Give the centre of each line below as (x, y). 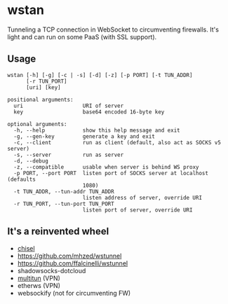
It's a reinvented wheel (58, 232)
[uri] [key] (43, 87)
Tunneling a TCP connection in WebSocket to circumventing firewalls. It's (113, 29)
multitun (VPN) (39, 278)
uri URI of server (69, 106)
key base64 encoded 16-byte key (89, 112)
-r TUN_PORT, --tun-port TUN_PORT (64, 204)
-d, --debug (31, 161)
